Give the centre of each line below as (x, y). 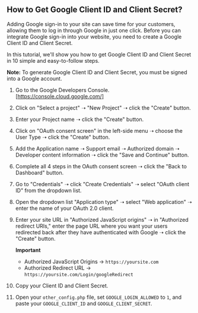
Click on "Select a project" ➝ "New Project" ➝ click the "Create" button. (103, 108)
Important (28, 250)
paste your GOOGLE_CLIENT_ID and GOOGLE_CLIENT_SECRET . (84, 303)
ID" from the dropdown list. (48, 190)
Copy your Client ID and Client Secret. (62, 285)
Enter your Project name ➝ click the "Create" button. (79, 119)
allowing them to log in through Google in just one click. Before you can (94, 30)
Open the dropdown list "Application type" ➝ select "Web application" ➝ (103, 202)
